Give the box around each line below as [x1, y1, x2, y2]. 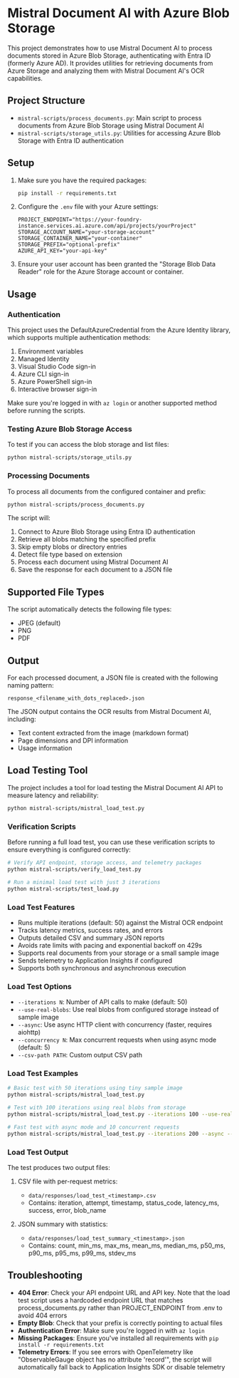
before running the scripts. [7, 406, 85, 415]
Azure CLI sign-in [17, 370, 70, 378]
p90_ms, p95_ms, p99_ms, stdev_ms [28, 1249, 137, 1258]
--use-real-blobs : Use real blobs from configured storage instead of [17, 1005, 219, 1014]
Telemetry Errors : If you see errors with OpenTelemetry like [17, 1347, 193, 1356]
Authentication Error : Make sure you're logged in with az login [17, 1326, 205, 1335]
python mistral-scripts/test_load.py [7, 885, 119, 892]
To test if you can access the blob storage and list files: [7, 440, 169, 449]
